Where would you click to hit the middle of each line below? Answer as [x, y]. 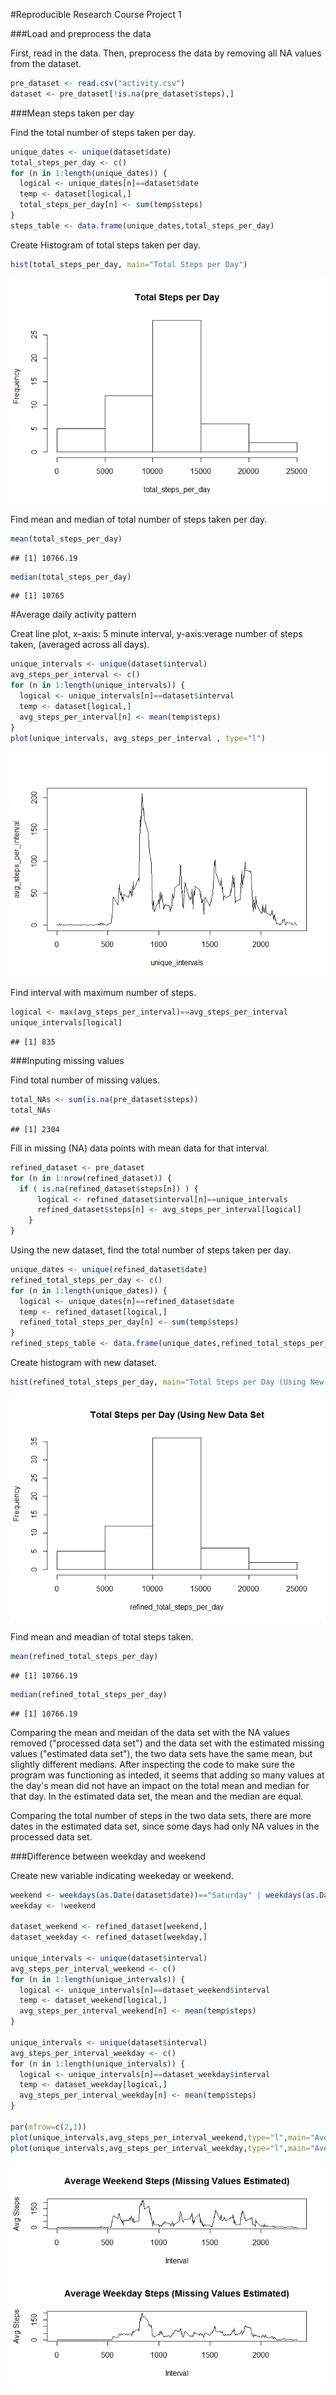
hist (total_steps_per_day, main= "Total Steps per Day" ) [129, 264]
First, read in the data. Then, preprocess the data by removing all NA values [166, 53]
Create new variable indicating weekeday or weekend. [122, 1875]
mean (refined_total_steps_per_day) [84, 1656]
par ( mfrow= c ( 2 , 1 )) [48, 2127]
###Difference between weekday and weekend [108, 1856]
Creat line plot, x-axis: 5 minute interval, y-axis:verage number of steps [156, 634]
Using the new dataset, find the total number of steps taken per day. [151, 1250]
